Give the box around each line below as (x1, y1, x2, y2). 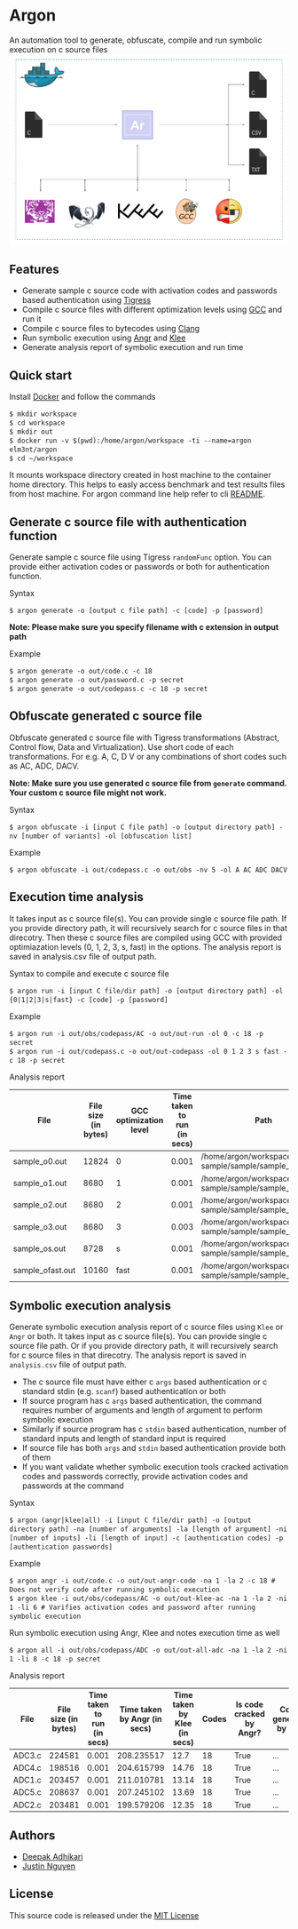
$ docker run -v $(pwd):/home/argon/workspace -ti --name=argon (9, 436, 252, 445)
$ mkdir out (9, 427, 53, 436)
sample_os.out (12, 1243, 67, 1254)
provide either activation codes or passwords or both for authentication (9, 562, 271, 572)
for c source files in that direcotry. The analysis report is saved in (9, 1350, 247, 1360)
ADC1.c (12, 1774, 42, 1786)
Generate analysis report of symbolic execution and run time (21, 342, 244, 353)
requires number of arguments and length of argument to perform (21, 1405, 263, 1415)
